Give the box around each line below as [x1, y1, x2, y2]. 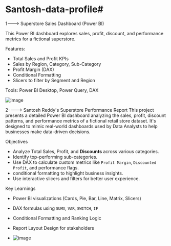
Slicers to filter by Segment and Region [12, 77, 96, 83]
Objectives [5, 138, 28, 144]
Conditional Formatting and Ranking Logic [12, 215, 101, 221]
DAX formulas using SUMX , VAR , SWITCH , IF [12, 205, 98, 211]
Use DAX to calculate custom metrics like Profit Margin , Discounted [12, 159, 157, 165]
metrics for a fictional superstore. [5, 36, 76, 42]
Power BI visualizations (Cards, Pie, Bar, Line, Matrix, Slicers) [12, 195, 142, 201]
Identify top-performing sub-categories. [12, 154, 98, 160]
